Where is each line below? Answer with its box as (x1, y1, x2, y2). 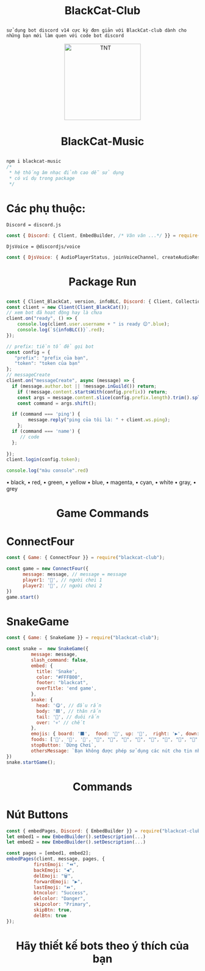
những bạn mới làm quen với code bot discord (6, 33, 124, 39)
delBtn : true (33, 912, 67, 919)
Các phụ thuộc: (6, 201, 86, 215)
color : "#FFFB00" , (36, 674, 84, 680)
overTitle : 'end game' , (36, 685, 97, 691)
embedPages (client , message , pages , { (6, 856, 105, 862)
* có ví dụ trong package (9, 175, 75, 181)
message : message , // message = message (22, 571, 127, 577)
